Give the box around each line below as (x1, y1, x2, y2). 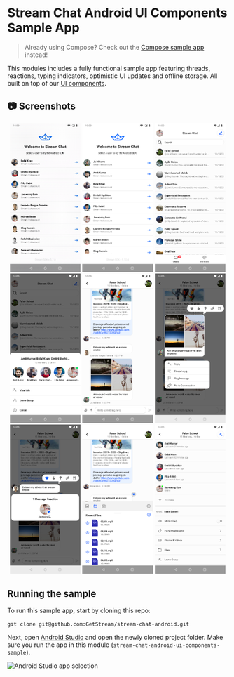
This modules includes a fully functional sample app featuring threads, (7, 64, 211, 72)
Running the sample (7, 588, 97, 600)
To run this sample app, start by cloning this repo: (7, 606, 151, 615)
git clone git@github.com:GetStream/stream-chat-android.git (7, 621, 190, 628)
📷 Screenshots (7, 100, 76, 112)
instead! (24, 51, 48, 59)
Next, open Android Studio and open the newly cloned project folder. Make (7, 633, 223, 642)
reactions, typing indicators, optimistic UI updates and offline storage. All (7, 72, 218, 80)
